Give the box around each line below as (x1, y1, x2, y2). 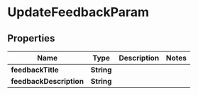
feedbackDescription (11, 77, 84, 86)
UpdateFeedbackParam (7, 4, 150, 20)
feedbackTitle (11, 65, 59, 75)
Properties (7, 32, 55, 44)
